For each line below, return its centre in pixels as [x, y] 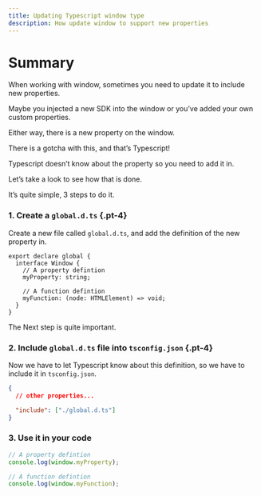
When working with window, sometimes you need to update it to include [127, 85]
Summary [41, 63]
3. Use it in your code [50, 438]
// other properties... [55, 396]
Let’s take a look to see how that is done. [75, 179]
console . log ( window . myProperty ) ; [64, 462]
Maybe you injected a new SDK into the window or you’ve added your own [131, 109]
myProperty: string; [57, 277]
